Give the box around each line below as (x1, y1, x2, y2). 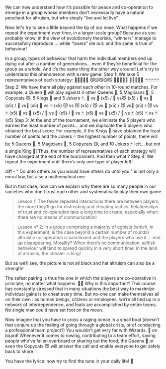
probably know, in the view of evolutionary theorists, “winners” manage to (5, 35, 157, 41)
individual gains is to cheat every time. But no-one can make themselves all (5, 291, 160, 297)
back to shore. (5, 349, 35, 354)
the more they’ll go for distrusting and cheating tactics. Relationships (17, 204, 159, 209)
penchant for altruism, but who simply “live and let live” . (5, 15, 121, 20)
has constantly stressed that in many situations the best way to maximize (5, 286, 155, 292)
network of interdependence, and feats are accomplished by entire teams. (5, 302, 158, 308)
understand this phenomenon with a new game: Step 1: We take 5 (5, 71, 139, 77)
